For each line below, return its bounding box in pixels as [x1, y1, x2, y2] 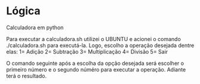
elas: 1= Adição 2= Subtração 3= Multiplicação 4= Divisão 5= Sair [6, 48, 168, 55]
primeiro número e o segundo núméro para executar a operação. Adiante [6, 66, 186, 73]
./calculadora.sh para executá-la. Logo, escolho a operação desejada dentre [6, 42, 195, 49]
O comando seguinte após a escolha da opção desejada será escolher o [6, 60, 184, 67]
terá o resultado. [6, 72, 47, 79]
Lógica [6, 4, 41, 18]
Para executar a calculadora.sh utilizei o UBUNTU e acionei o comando [6, 35, 181, 42]
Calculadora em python [6, 24, 64, 31]
